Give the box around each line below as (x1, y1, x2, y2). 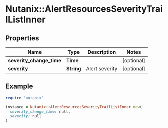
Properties (5, 34, 39, 42)
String (66, 65, 81, 72)
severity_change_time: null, (10, 109, 71, 114)
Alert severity (86, 65, 118, 72)
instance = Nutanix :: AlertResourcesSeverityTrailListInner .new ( (5, 104, 142, 109)
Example (5, 82, 33, 91)
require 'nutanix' (5, 95, 44, 100)
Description (87, 49, 116, 55)
